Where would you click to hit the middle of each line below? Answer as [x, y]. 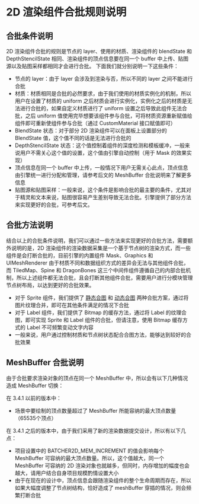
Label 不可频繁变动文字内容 [60, 327]
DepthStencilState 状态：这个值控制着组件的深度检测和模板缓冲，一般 [100, 145]
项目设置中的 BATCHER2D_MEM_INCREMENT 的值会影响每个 [89, 451]
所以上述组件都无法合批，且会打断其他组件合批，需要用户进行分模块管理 [105, 277]
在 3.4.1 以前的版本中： [34, 398]
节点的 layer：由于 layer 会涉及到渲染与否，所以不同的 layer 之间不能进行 [104, 79]
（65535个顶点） [36, 418]
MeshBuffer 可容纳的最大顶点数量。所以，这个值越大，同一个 [89, 458]
